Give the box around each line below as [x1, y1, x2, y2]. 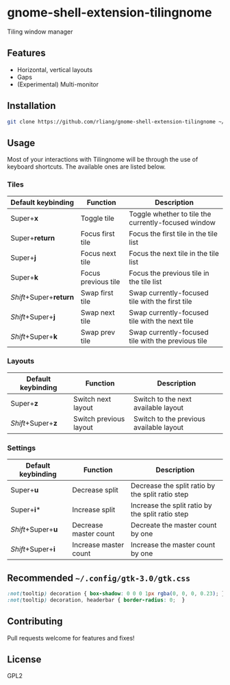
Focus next [80, 248, 116, 258]
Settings [7, 443, 36, 453]
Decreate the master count [131, 520, 217, 530]
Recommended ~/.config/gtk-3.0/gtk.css [7, 572, 190, 584]
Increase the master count [131, 540, 216, 550]
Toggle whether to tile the [129, 209, 212, 219]
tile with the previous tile [129, 336, 207, 346]
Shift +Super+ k [10, 331, 58, 341]
